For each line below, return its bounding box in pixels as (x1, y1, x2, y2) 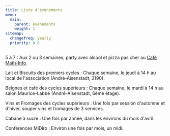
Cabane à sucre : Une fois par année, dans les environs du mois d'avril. (5, 115, 155, 121)
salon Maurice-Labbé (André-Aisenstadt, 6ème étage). (5, 90, 121, 96)
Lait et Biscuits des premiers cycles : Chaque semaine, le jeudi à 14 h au (5, 70, 156, 76)
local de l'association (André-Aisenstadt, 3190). (5, 75, 105, 81)
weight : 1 (14, 26, 36, 31)
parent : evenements (14, 21, 56, 27)
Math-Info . (5, 59, 28, 66)
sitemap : (5, 31, 24, 36)
